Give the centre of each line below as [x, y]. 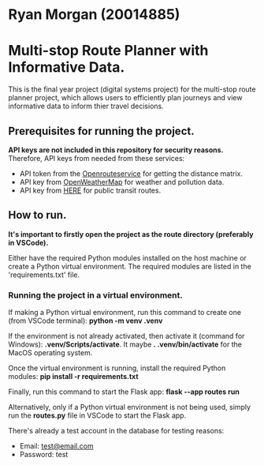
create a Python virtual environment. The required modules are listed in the [130, 266]
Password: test [44, 455]
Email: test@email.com [56, 446]
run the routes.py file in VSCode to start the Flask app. [97, 415]
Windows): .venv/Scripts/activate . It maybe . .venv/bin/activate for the [125, 344]
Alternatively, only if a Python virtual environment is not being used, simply [129, 407]
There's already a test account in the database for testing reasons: [116, 431]
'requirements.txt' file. [44, 275]
